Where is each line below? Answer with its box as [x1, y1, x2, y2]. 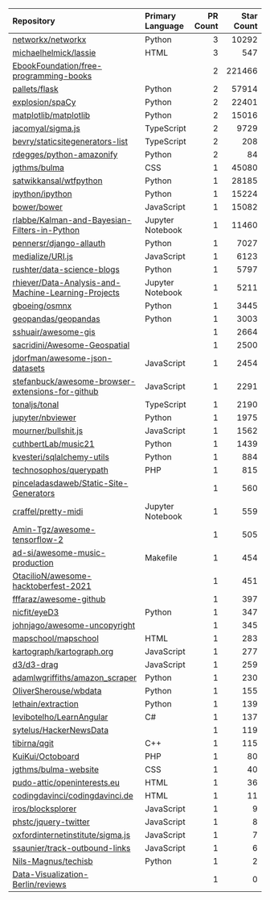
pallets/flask [12, 84, 59, 94]
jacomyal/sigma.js [12, 123, 80, 134]
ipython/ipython [12, 189, 72, 199]
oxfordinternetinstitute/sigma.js [12, 830, 131, 840]
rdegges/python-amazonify [12, 149, 118, 160]
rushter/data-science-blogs [12, 264, 121, 275]
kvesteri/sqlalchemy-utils [12, 452, 110, 462]
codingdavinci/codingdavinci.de [12, 790, 134, 801]
